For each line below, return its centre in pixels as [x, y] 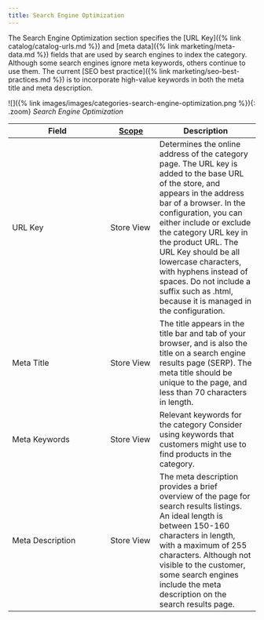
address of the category [204, 154]
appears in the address [202, 193]
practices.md [29, 79]
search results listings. [201, 505]
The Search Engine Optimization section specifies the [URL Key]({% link [125, 38]
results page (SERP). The [206, 363]
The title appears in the [202, 323]
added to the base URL [202, 173]
